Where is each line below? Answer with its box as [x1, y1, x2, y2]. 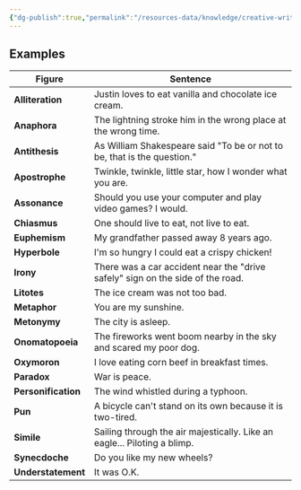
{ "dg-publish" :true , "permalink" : [9, 13, 134, 22]
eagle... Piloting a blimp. [93, 437, 194, 450]
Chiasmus [13, 217, 58, 230]
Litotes [13, 286, 45, 299]
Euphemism [13, 232, 65, 244]
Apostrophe [13, 171, 66, 184]
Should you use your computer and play [93, 191, 262, 204]
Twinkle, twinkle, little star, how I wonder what [93, 165, 288, 178]
